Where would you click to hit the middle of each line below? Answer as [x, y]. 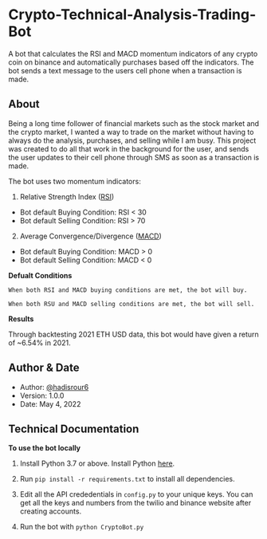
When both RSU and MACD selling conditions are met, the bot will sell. [132, 304]
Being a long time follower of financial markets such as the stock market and [134, 123]
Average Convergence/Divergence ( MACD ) [90, 236]
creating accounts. [51, 511]
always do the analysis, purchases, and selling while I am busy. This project [132, 140]
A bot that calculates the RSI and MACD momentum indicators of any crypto [133, 53]
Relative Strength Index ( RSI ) [67, 196]
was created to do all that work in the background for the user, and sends [129, 148]
